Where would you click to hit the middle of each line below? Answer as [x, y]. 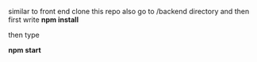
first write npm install [44, 20]
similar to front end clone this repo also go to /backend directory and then [129, 11]
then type [24, 35]
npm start [25, 50]
